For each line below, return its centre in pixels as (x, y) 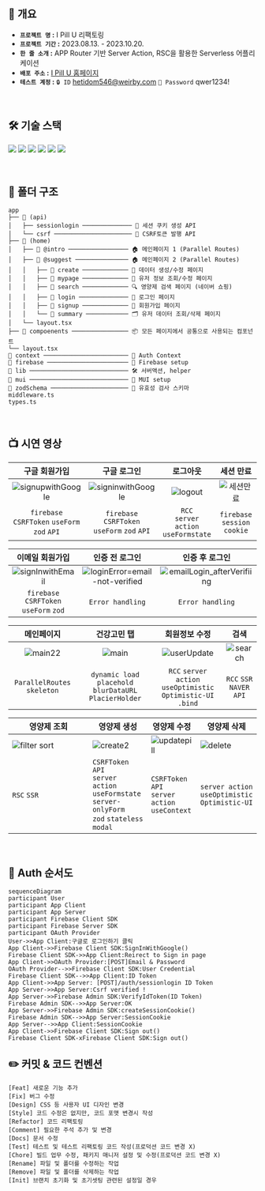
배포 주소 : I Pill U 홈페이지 (59, 73)
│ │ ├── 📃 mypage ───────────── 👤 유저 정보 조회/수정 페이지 (110, 279)
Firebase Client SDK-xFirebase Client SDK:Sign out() (99, 1038)
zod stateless (118, 819)
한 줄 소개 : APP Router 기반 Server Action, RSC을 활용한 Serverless (127, 53)
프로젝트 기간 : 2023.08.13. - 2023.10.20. (82, 43)
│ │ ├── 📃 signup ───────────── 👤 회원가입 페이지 (94, 306)
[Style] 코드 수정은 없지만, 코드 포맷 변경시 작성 (81, 1113)
